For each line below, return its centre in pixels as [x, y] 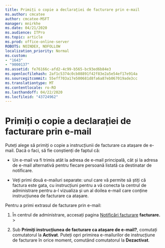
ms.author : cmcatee [25, 14]
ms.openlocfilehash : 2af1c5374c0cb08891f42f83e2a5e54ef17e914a [71, 74]
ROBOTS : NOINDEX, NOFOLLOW [33, 46]
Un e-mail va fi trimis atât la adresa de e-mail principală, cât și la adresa [85, 160]
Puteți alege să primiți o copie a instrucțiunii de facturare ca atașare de [77, 145]
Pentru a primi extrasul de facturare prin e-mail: [53, 206]
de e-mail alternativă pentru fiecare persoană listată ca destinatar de [82, 165]
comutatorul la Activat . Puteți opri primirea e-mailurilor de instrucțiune [83, 235]
